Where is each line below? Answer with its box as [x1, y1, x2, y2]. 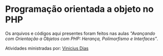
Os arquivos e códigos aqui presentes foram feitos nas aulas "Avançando [5, 30, 156, 36]
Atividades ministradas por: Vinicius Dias [5, 45, 88, 51]
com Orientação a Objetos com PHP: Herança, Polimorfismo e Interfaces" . [5, 36, 159, 42]
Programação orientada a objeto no [5, 3, 154, 15]
